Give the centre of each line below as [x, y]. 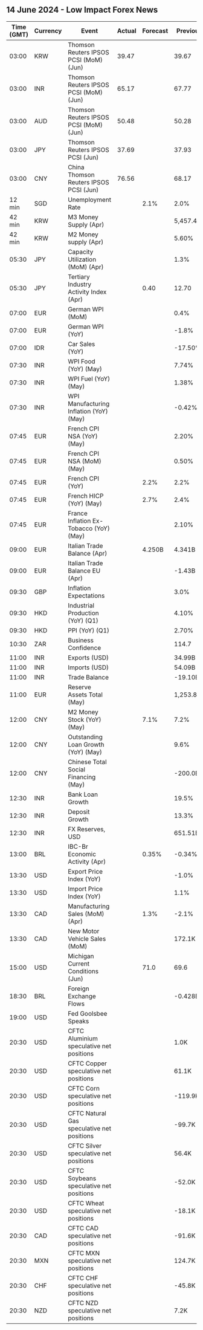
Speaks [78, 1021]
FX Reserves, [86, 829]
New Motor [83, 931]
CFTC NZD [83, 1303]
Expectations [86, 595]
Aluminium [82, 1038]
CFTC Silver [84, 1146]
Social [76, 769]
